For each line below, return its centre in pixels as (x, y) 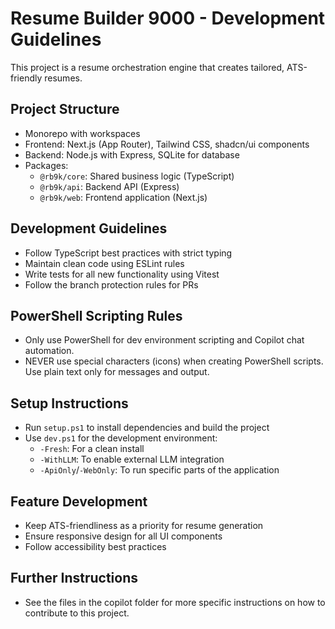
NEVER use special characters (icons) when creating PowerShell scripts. (174, 361)
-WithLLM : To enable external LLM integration (132, 459)
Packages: (46, 165)
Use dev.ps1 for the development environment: (121, 438)
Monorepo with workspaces (82, 133)
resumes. (63, 78)
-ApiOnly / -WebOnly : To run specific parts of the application (159, 470)
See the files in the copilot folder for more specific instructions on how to (175, 602)
